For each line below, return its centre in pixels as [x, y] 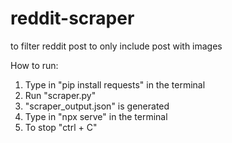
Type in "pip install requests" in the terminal [115, 84]
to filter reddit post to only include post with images [116, 46]
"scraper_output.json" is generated [97, 106]
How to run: [34, 65]
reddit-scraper [72, 18]
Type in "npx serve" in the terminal [96, 116]
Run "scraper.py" [60, 95]
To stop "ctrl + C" [61, 127]
